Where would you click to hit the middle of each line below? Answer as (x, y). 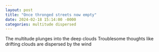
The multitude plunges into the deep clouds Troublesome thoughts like (79, 39)
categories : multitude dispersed (41, 24)
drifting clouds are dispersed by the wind (48, 44)
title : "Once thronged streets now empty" (51, 15)
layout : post (19, 10)
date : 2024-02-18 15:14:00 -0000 (41, 19)
